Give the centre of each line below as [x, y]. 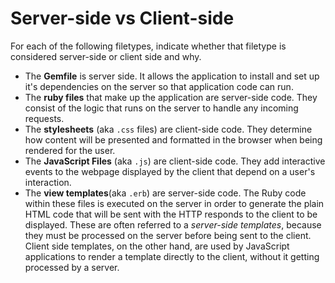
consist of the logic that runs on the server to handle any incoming [161, 108]
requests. [44, 118]
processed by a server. [72, 267]
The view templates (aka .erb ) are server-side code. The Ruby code [165, 193]
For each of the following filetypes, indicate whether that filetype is [148, 46]
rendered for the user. [70, 150]
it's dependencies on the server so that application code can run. [159, 86]
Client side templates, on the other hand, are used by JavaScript [157, 246]
